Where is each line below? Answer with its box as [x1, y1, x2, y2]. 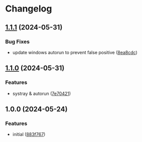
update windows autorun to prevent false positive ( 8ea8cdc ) [12, 49, 138, 55]
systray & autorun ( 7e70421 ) [12, 90, 71, 96]
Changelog [5, 3, 52, 15]
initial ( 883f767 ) [12, 131, 46, 137]
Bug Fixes [5, 38, 30, 45]
